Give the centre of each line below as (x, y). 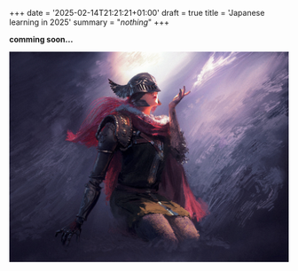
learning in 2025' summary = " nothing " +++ (90, 22)
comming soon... (41, 39)
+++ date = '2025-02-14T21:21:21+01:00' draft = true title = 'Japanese (137, 13)
